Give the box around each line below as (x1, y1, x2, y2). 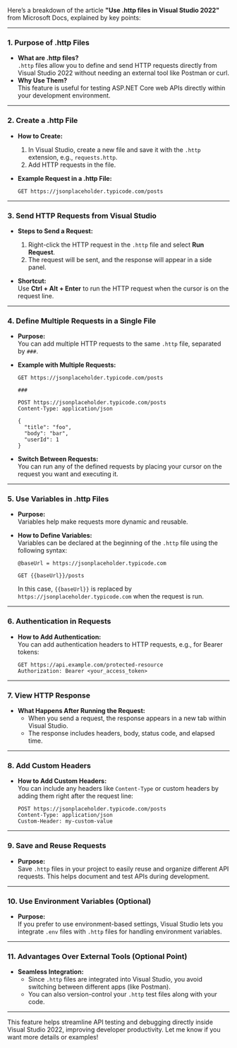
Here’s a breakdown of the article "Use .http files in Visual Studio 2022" (7, 6, 220, 14)
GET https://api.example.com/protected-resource (17, 661, 164, 669)
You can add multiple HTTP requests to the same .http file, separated (17, 339, 221, 348)
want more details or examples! (7, 1033, 99, 1042)
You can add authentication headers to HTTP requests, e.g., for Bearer (17, 640, 224, 649)
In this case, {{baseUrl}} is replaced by (17, 584, 133, 593)
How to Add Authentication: (17, 632, 102, 641)
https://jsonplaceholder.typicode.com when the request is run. (17, 592, 205, 601)
